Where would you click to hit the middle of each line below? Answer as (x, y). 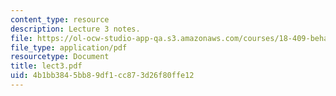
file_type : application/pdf (69, 47)
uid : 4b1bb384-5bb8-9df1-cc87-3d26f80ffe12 (102, 76)
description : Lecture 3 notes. (75, 29)
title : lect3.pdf (46, 66)
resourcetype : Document (60, 57)
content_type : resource (60, 19)
